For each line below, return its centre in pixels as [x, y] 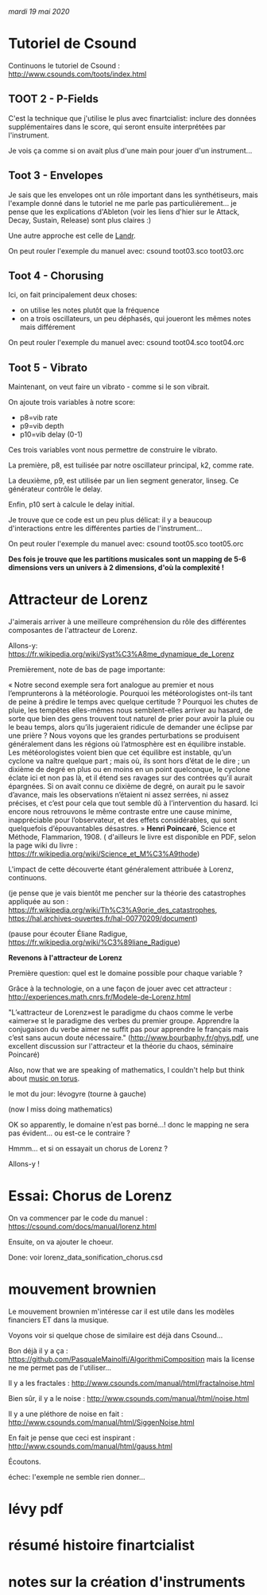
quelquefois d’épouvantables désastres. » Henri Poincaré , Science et [122, 829]
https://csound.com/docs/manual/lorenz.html [83, 1227]
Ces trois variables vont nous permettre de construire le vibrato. [113, 450]
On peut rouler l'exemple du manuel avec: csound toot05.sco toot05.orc [126, 544]
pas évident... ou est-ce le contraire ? [70, 1133]
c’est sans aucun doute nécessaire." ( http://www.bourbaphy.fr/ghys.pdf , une [133, 1038]
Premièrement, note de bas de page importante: [87, 669]
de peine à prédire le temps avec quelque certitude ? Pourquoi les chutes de [133, 702]
